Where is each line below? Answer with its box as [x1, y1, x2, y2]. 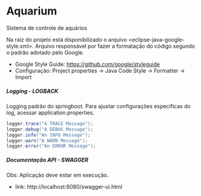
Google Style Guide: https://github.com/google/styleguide [15, 60, 160, 68]
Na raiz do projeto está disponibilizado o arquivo [6, 36, 127, 43]
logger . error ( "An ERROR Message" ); [6, 143, 96, 149]
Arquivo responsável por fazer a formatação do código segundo [35, 42, 196, 50]
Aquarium [6, 4, 58, 18]
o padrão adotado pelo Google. [6, 48, 85, 56]
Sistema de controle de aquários [6, 24, 88, 31]
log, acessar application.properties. [6, 109, 95, 116]
